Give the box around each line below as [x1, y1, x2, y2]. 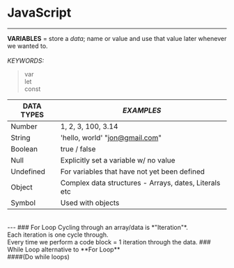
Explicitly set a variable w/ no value [60, 155, 175, 165]
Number [10, 122, 38, 131]
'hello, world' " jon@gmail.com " [60, 133, 162, 142]
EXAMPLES [123, 106, 162, 115]
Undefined [10, 167, 45, 176]
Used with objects [60, 198, 120, 208]
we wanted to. [7, 42, 48, 50]
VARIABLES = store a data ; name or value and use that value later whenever [7, 34, 227, 42]
